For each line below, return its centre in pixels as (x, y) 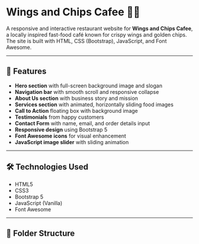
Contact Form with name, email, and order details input (82, 123)
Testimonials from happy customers (59, 117)
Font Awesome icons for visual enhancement (70, 136)
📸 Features (26, 71)
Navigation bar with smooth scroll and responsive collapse (87, 92)
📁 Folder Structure (41, 233)
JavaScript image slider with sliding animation (72, 142)
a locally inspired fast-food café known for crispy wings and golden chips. (97, 34)
